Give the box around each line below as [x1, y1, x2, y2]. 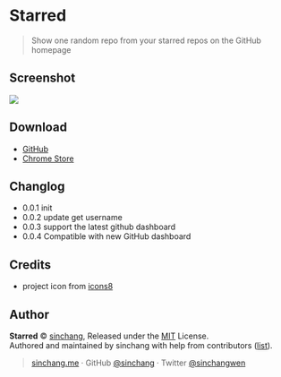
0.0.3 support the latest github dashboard [21, 221, 176, 233]
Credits [9, 257, 52, 272]
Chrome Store [21, 153, 74, 164]
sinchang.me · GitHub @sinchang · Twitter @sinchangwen [30, 357, 246, 368]
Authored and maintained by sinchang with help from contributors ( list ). [9, 340, 273, 350]
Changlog [9, 178, 65, 193]
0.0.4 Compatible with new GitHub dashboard [21, 231, 192, 242]
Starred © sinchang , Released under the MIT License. [9, 330, 209, 341]
